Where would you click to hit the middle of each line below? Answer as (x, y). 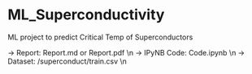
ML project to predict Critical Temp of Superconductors (100, 37)
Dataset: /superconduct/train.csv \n (67, 61)
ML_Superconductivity (86, 15)
